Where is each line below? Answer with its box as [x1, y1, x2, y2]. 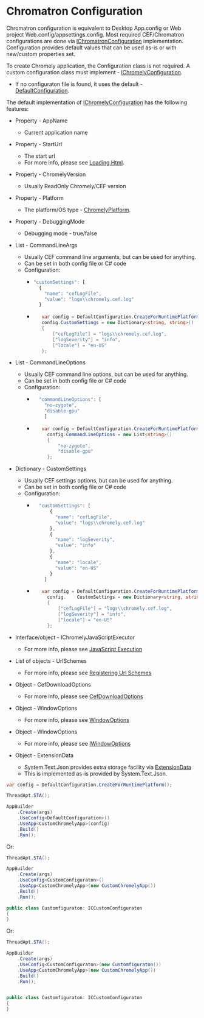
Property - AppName [15, 117, 68, 124]
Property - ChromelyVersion [15, 171, 86, 178]
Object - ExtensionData [15, 751, 74, 759]
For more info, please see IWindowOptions [24, 740, 131, 747]
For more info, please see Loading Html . [24, 158, 124, 166]
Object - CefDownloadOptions [15, 680, 91, 688]
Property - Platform [15, 194, 64, 202]
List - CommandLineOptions [15, 359, 86, 366]
